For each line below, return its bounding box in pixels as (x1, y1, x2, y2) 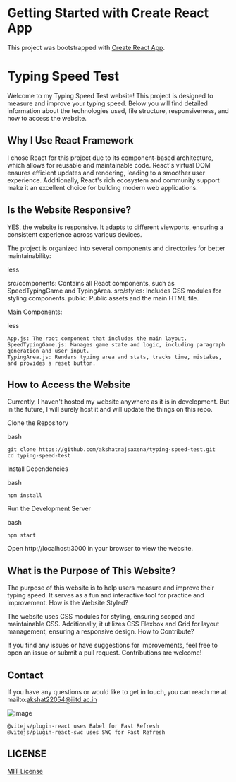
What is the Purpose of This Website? (7, 564, 176, 577)
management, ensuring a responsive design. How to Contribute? (7, 627, 194, 636)
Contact (7, 669, 44, 681)
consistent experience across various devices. (7, 230, 142, 238)
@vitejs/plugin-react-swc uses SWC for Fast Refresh (7, 728, 166, 736)
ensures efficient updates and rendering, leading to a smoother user (7, 168, 206, 177)
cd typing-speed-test (7, 453, 71, 460)
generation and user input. (7, 347, 90, 354)
